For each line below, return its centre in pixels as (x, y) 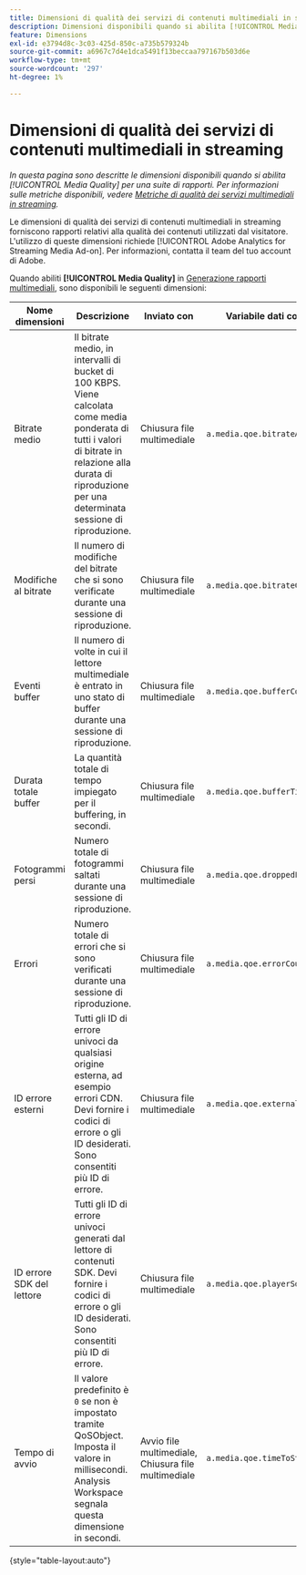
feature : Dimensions (49, 35)
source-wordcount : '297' (56, 69)
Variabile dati (255, 315)
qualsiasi (93, 1052)
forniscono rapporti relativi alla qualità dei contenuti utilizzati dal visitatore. (149, 231)
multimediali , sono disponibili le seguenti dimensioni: (108, 287)
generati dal (100, 1238)
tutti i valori (98, 439)
